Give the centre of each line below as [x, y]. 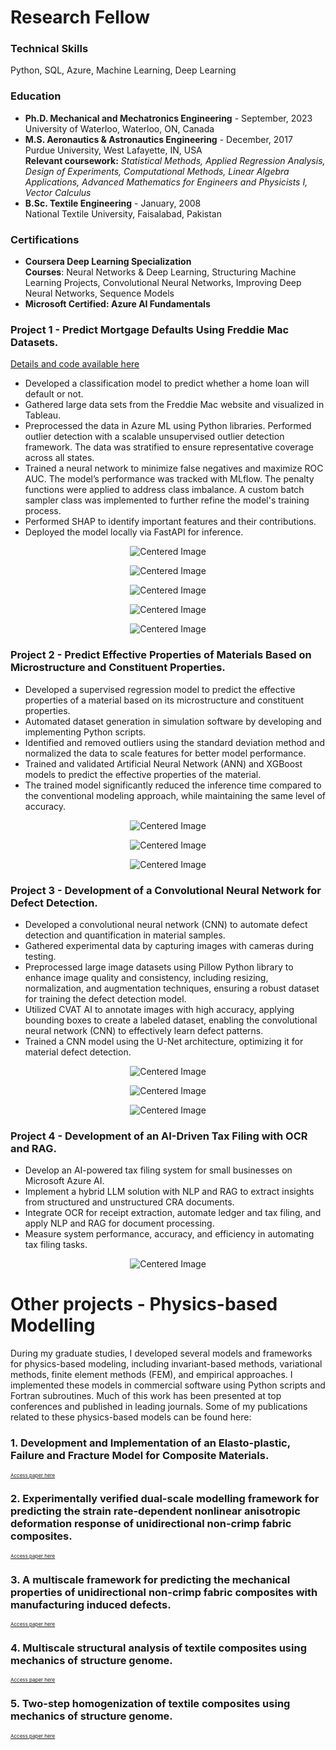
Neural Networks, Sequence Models [99, 293]
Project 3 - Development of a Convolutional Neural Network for [166, 890]
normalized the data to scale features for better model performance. [165, 753]
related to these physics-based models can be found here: [131, 1417]
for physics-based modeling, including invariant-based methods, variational [166, 1364]
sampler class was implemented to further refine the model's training [167, 500]
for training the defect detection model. [105, 998]
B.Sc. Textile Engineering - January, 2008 [113, 203]
